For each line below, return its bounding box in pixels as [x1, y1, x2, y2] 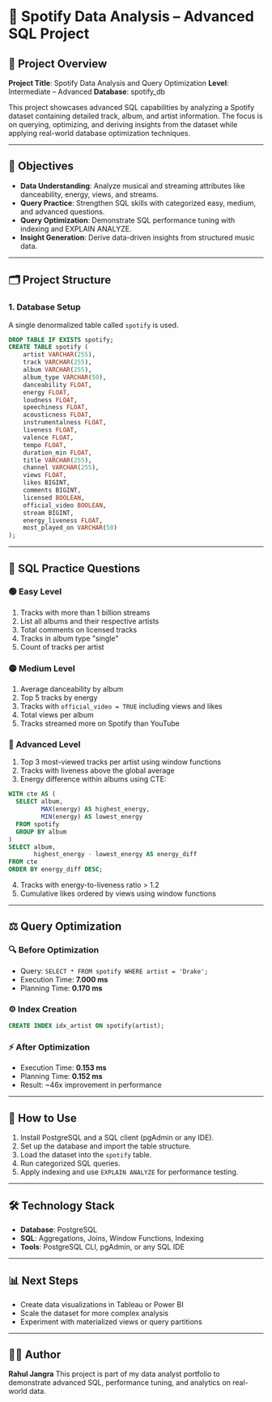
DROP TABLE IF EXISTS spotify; [8, 335, 114, 343]
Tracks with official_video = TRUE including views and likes [19, 701, 223, 711]
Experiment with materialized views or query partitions [19, 1316, 202, 1327]
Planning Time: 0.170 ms [19, 983, 103, 993]
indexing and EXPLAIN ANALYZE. [19, 224, 132, 233]
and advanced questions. [19, 207, 105, 216]
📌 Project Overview [8, 57, 108, 70]
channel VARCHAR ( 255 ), [23, 463, 100, 472]
